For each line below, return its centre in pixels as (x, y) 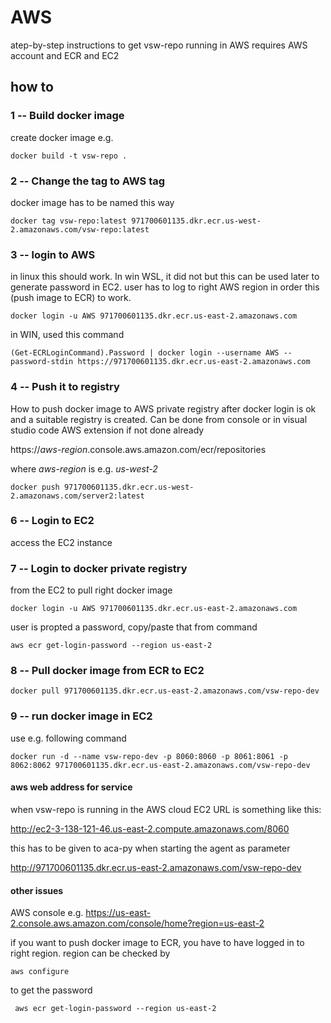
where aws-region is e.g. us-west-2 (84, 468)
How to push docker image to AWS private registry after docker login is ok (163, 408)
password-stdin (42, 362)
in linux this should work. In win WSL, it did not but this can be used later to (165, 277)
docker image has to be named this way (92, 202)
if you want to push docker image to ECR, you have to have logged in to (157, 943)
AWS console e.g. (47, 913)
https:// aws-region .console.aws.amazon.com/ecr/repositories (138, 449)
